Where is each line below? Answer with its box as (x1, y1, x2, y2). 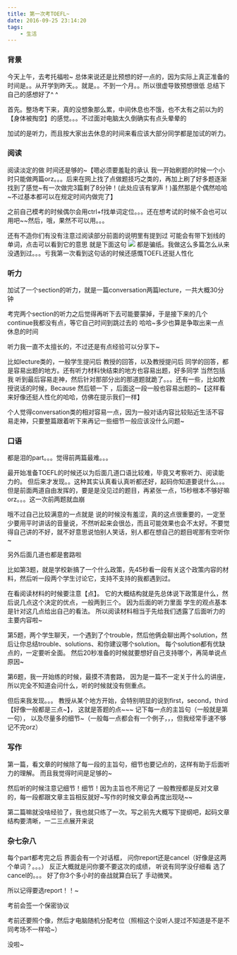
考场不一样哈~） (13, 925, 61, 934)
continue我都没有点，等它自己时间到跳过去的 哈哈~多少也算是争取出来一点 (7, 319, 224, 327)
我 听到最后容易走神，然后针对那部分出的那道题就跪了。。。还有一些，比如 (7, 375, 219, 384)
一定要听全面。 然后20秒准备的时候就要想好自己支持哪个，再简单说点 (25, 648, 227, 657)
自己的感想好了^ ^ (7, 90, 59, 98)
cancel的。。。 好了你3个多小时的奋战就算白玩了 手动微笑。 (7, 871, 176, 880)
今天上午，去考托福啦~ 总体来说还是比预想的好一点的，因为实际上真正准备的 (7, 72, 230, 81)
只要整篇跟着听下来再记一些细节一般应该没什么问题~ (31, 417, 185, 425)
